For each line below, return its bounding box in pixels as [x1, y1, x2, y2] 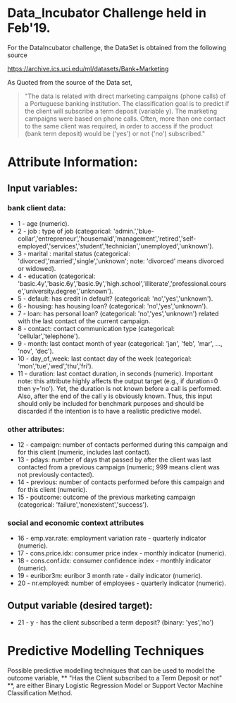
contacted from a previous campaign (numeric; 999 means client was [17, 463, 220, 471]
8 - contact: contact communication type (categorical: [17, 324, 175, 332]
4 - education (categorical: [17, 272, 96, 280]
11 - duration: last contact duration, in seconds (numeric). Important [17, 369, 213, 378]
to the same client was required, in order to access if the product [24, 121, 213, 130]
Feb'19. [7, 20, 51, 36]
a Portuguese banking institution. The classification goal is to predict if [24, 99, 230, 107]
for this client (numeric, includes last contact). [17, 448, 151, 457]
